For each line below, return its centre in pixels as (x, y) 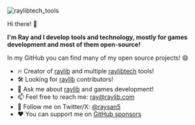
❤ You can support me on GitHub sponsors (79, 114)
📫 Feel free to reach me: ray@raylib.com (76, 97)
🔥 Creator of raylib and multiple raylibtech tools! (85, 71)
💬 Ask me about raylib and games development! (85, 89)
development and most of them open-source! (74, 44)
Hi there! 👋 (22, 24)
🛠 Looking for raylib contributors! (65, 79)
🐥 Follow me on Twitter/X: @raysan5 (69, 107)
